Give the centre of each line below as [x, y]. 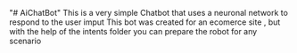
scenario [25, 41]
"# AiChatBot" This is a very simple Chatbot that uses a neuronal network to [148, 13]
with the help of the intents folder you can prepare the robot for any [133, 31]
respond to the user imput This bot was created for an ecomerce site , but [145, 22]
